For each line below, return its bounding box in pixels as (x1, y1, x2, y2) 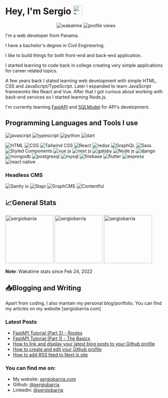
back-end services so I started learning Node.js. (5, 94, 107, 100)
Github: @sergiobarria (12, 382, 60, 388)
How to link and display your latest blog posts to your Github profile (12, 341, 155, 347)
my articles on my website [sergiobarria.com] (5, 305, 101, 311)
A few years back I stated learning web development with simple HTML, (5, 77, 157, 84)
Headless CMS (5, 171, 43, 178)
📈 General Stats (5, 198, 57, 207)
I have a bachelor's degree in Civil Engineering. (5, 42, 105, 48)
